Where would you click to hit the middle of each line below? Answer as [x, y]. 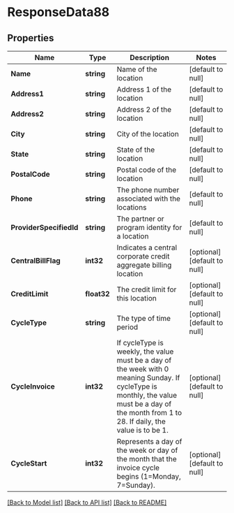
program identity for [149, 227]
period [127, 327]
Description [149, 58]
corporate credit [143, 256]
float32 [97, 294]
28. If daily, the [141, 421]
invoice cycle [138, 468]
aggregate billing [144, 265]
